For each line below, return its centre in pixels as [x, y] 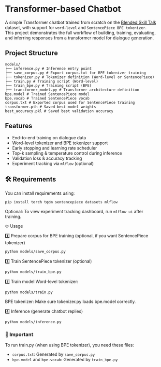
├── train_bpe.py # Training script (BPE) [48, 85]
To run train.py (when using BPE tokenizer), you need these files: [70, 345]
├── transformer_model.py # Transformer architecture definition [72, 90]
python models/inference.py [33, 322]
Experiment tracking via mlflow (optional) [53, 163]
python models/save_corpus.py [36, 252]
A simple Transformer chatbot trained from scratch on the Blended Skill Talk [80, 22]
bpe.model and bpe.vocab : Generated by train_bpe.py [65, 360]
